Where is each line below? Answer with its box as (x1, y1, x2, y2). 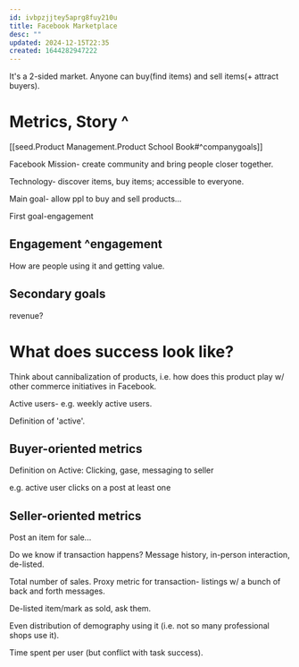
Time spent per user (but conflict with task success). (9, 647, 203, 658)
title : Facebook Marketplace (9, 21, 118, 30)
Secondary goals (9, 286, 106, 302)
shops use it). (9, 630, 60, 641)
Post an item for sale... (9, 532, 92, 543)
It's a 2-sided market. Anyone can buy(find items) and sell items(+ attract (9, 71, 279, 81)
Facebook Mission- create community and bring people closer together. (9, 158, 274, 170)
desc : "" (9, 30, 42, 38)
